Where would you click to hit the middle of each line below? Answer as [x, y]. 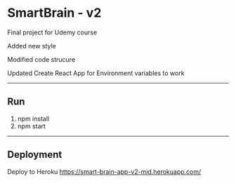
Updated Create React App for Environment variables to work [96, 73]
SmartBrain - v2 [54, 13]
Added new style [32, 46]
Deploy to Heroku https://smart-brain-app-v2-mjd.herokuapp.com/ [104, 171]
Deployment [35, 155]
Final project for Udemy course [52, 32]
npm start [31, 126]
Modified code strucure [41, 59]
